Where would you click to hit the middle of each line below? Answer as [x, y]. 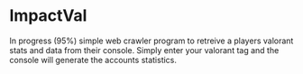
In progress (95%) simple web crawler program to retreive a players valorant [151, 41]
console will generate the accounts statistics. [93, 60]
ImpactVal [48, 16]
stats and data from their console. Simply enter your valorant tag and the [144, 50]
